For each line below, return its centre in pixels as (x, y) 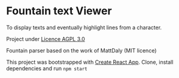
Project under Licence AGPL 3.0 (46, 39)
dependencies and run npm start (47, 68)
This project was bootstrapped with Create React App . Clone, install (90, 62)
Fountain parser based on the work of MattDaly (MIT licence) (81, 50)
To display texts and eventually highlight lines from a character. (84, 27)
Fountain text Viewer (59, 11)
